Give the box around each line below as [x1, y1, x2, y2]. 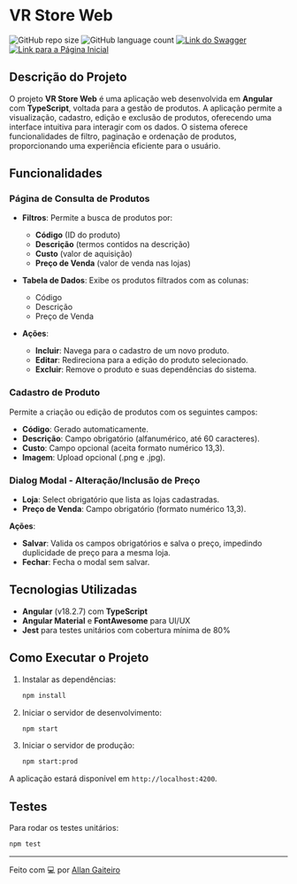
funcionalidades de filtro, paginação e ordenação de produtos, [9, 130, 237, 142]
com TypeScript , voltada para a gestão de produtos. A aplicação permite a [9, 103, 283, 113]
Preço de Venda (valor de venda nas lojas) [34, 258, 192, 268]
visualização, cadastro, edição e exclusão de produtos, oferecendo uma [9, 112, 272, 122]
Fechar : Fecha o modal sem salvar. [21, 557, 150, 568]
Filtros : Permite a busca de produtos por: [21, 213, 173, 223]
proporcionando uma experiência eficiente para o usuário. [9, 140, 221, 151]
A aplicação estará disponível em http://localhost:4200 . [9, 773, 218, 784]
